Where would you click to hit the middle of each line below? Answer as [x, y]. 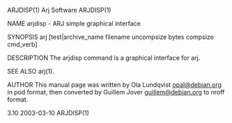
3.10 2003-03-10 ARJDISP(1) [48, 113]
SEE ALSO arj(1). [31, 71]
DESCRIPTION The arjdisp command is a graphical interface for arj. [104, 58]
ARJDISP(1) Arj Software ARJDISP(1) [59, 10]
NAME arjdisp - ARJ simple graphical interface [74, 23]
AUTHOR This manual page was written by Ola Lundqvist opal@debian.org [114, 85]
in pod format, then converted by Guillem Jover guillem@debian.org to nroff [116, 92]
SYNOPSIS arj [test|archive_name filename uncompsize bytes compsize [110, 37]
